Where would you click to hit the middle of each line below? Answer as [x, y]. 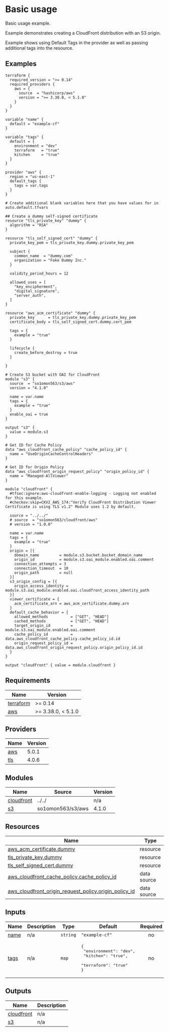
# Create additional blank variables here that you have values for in [82, 203]
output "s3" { [20, 427]
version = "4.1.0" [29, 388]
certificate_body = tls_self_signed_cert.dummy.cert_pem [71, 322]
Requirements [28, 681]
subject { [20, 251]
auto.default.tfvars [27, 207]
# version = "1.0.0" [31, 524]
